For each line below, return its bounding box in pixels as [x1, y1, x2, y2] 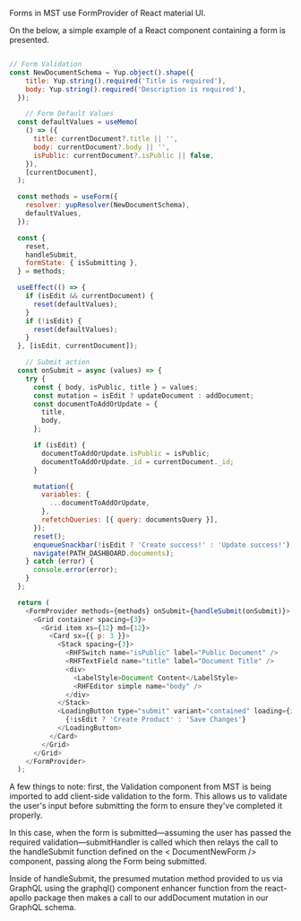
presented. [9, 35, 49, 45]
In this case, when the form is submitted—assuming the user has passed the [9, 828, 292, 838]
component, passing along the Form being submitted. [9, 856, 208, 867]
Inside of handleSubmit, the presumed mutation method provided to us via [9, 873, 284, 884]
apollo [9, 892, 33, 903]
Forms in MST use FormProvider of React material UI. [9, 8, 206, 18]
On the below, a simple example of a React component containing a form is [9, 25, 287, 35]
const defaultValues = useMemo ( [17, 118, 139, 127]
